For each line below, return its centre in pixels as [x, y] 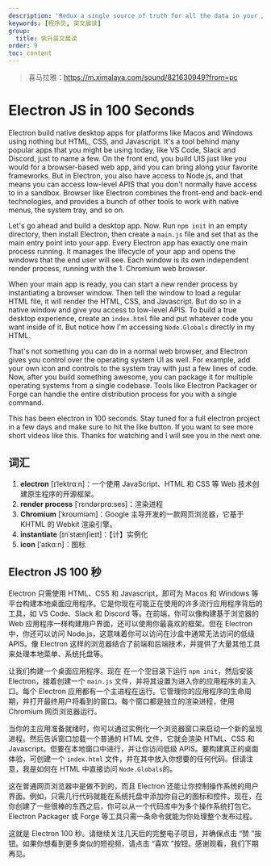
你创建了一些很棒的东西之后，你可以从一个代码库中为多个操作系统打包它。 [132, 806]
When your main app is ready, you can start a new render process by [123, 284]
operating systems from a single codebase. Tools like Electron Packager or [133, 385]
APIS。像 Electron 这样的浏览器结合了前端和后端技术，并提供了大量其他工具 [134, 643]
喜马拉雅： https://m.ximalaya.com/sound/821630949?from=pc [133, 77]
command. [26, 402]
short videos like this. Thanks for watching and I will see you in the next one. [135, 435]
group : [19, 31]
